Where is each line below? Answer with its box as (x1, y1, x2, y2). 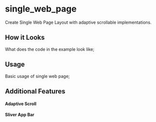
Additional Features (5, 87, 66, 95)
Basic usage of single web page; (5, 73, 70, 79)
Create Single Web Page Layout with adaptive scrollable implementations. (5, 19, 152, 25)
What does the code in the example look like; (5, 46, 95, 52)
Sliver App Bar (5, 112, 35, 118)
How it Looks (5, 33, 45, 42)
